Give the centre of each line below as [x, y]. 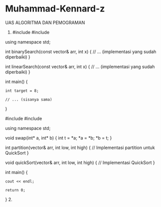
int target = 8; [22, 90]
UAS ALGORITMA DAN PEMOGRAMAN [45, 22]
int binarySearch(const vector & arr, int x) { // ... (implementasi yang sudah [81, 51]
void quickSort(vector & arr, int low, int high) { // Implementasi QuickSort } [80, 162]
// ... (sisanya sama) [29, 99]
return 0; [15, 190]
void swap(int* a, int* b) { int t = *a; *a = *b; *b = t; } [59, 137]
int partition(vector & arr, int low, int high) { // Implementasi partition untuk [80, 147]
